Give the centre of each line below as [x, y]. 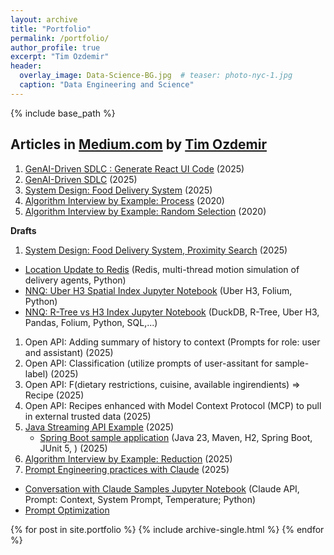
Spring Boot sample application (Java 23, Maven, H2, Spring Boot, [176, 437]
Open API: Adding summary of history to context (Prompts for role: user [172, 342]
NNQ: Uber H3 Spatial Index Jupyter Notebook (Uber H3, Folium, [158, 290]
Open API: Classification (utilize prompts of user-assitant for [148, 363]
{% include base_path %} [63, 113]
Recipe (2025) [54, 395]
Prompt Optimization [67, 510]
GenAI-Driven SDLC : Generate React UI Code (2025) [134, 168]
